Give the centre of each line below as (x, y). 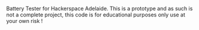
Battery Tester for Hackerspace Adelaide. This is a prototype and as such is (99, 9)
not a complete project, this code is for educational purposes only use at (96, 15)
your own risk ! (25, 21)
